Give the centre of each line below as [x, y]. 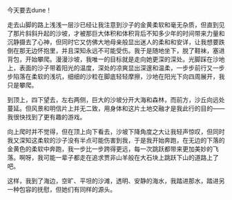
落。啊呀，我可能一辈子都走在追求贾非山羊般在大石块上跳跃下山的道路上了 [113, 158]
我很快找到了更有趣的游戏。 [47, 117]
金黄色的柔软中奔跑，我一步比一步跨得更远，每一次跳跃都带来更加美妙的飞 [113, 149]
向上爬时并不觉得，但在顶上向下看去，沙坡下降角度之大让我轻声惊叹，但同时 [116, 132]
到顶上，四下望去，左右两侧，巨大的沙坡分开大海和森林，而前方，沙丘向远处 [116, 100]
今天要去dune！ [30, 10]
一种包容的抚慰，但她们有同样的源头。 [61, 189]
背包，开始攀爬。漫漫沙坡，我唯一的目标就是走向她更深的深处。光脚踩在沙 [113, 59]
